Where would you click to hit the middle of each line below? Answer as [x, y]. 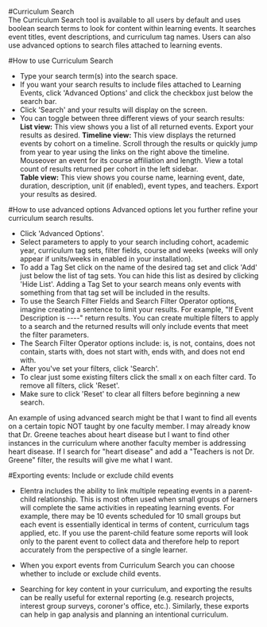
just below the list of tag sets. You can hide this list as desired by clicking [139, 276]
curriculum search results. [51, 218]
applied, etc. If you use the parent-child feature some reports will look [134, 533]
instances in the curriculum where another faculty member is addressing [127, 443]
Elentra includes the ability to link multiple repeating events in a [123, 491]
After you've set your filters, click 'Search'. [89, 368]
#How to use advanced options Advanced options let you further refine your [133, 209]
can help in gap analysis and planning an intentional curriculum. [124, 614]
